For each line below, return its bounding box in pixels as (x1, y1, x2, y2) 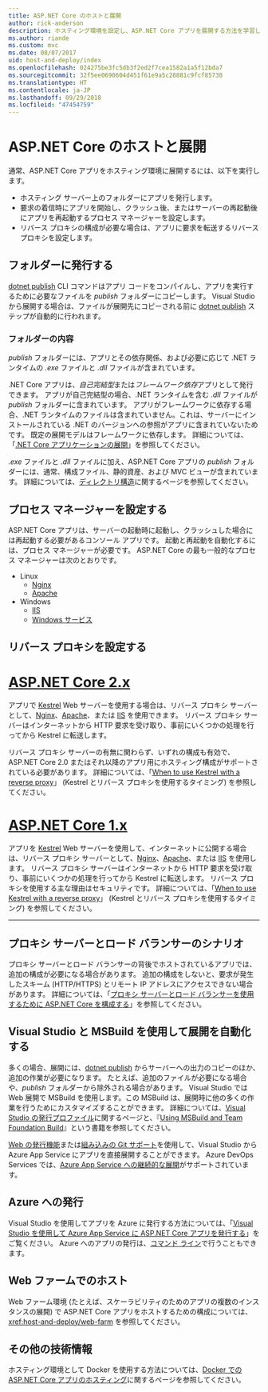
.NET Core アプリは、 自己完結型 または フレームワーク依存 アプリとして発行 (8, 380, 254, 390)
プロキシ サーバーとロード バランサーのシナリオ (8, 937, 244, 950)
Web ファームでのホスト (8, 1274, 128, 1288)
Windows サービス (31, 614, 93, 624)
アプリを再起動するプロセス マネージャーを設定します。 (26, 213, 210, 222)
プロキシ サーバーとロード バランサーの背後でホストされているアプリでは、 (8, 959, 257, 969)
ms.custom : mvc (8, 42, 59, 50)
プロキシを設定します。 (19, 233, 97, 242)
